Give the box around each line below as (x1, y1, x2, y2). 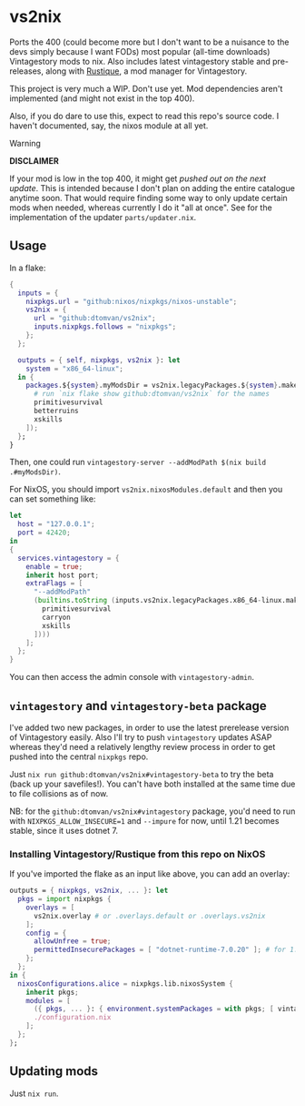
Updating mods (9, 1063, 98, 1080)
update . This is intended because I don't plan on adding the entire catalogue (9, 182, 295, 193)
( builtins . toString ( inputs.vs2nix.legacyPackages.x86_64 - (33, 596, 261, 605)
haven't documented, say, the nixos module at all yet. (9, 120, 209, 131)
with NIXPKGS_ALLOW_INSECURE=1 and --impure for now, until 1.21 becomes (9, 815, 280, 826)
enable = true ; (25, 562, 84, 571)
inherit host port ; (25, 571, 100, 580)
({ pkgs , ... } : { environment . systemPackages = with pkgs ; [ (33, 1004, 274, 1014)
